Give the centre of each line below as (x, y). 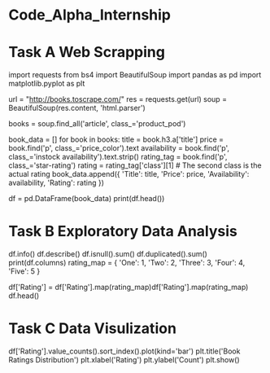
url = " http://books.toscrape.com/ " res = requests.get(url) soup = (118, 99)
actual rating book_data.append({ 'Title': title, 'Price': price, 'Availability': (129, 174)
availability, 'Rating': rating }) (56, 183)
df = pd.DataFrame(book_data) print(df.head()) (87, 199)
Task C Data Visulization (93, 329)
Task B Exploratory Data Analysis (123, 232)
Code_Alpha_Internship (89, 15)
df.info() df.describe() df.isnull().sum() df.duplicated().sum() (108, 254)
